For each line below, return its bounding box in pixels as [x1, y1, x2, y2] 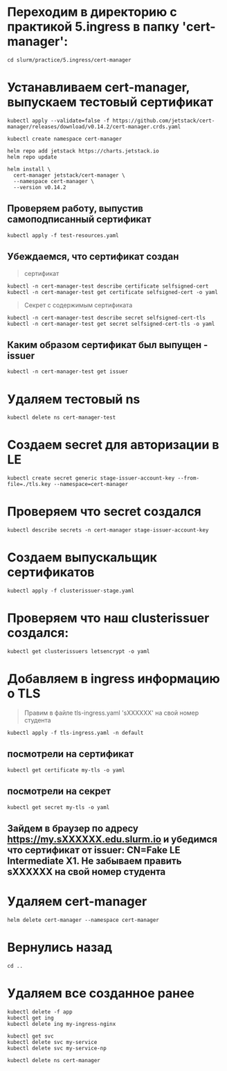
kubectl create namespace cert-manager [7, 135, 122, 142]
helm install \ [7, 166, 51, 173]
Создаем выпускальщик [7, 550, 158, 566]
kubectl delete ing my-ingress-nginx [7, 1020, 116, 1027]
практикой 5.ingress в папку [7, 19, 180, 35]
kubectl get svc [7, 1032, 54, 1040]
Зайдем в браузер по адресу [7, 822, 139, 834]
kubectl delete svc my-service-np [7, 1045, 107, 1052]
